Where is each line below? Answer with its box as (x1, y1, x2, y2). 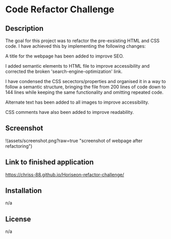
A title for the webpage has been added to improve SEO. (5, 53, 124, 59)
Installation (5, 186, 42, 195)
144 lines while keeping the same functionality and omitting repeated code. (5, 89, 164, 95)
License (5, 214, 31, 224)
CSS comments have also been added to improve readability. (5, 109, 134, 115)
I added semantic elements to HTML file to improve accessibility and (5, 63, 150, 69)
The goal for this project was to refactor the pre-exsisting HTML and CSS (5, 37, 160, 44)
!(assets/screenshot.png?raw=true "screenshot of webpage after (5, 137, 143, 144)
